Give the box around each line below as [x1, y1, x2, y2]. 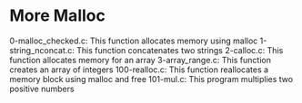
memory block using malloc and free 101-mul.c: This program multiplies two [9, 73, 294, 84]
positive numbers [9, 83, 75, 94]
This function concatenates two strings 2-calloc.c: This [75, 44, 284, 55]
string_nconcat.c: [9, 44, 75, 55]
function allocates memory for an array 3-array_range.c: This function [9, 54, 271, 65]
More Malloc [9, 5, 106, 26]
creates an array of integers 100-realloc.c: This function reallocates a [9, 64, 269, 75]
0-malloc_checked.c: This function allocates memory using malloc [9, 35, 258, 46]
